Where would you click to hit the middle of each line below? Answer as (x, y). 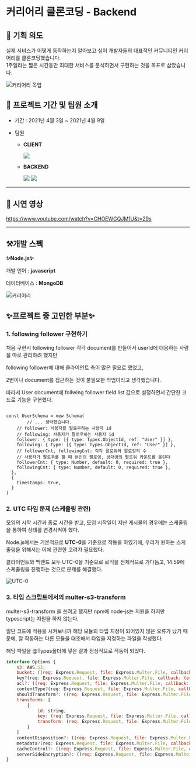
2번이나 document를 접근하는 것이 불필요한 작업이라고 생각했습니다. (84, 380)
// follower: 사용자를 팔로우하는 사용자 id (64, 428)
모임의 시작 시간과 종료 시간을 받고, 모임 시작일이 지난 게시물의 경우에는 (87, 523)
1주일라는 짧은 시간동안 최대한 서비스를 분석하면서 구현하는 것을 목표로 (86, 65)
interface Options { (31, 662)
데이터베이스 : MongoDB (35, 283)
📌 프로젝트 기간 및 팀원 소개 (52, 105)
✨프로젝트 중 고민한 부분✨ (50, 316)
